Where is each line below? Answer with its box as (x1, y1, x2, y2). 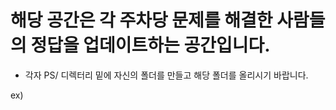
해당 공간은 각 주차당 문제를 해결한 (10, 9, 273, 32)
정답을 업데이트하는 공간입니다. (30, 34, 271, 57)
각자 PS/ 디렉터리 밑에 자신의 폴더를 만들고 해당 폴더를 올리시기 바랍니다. (24, 69, 309, 81)
